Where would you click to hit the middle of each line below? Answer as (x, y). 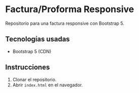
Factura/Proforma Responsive (70, 9)
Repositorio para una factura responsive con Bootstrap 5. (65, 23)
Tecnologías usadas (37, 39)
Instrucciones (28, 67)
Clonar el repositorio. (34, 79)
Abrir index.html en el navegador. (48, 85)
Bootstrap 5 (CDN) (32, 51)
